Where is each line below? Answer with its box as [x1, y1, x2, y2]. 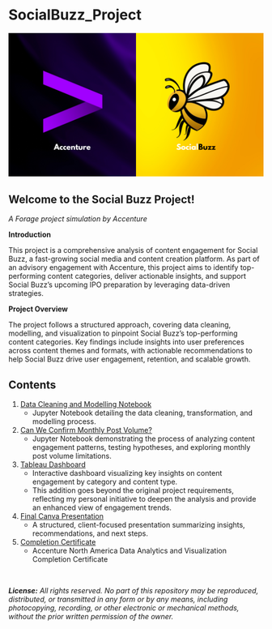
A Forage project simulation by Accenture [8, 214, 147, 224]
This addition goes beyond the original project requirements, [32, 486, 235, 495]
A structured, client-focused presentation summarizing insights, [32, 520, 245, 530]
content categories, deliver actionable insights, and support [47, 272, 247, 281]
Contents [8, 378, 57, 392]
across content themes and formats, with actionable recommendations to [8, 346, 253, 356]
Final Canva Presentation [19, 511, 104, 521]
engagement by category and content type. [32, 477, 178, 487]
